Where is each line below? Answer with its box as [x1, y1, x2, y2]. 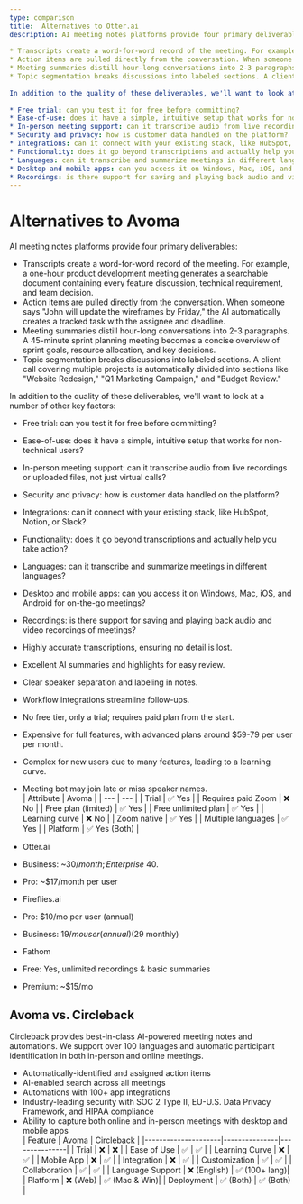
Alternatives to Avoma [9, 211, 180, 232]
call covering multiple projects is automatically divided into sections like [22, 364, 289, 375]
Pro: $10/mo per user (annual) [22, 911, 134, 922]
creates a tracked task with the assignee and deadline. [22, 316, 225, 327]
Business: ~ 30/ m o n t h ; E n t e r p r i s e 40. [22, 859, 160, 870]
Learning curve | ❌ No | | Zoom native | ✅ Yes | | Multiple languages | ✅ [22, 813, 289, 825]
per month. [22, 739, 64, 750]
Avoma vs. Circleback [9, 1007, 135, 1023]
